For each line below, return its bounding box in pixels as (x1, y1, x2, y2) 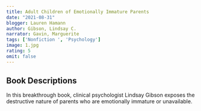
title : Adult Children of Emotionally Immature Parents (6, 8, 149, 15)
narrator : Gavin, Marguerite (6, 31, 79, 37)
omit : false (6, 53, 36, 59)
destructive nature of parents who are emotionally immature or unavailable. (6, 98, 193, 105)
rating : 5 (6, 48, 31, 54)
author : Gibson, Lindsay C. (6, 25, 77, 32)
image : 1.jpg (6, 43, 39, 49)
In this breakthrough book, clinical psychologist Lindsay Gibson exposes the (6, 91, 195, 99)
